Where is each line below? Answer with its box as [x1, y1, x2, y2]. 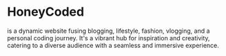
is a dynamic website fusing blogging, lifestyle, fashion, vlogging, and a [7, 27, 210, 35]
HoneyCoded [7, 4, 85, 20]
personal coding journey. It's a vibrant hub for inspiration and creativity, [7, 33, 210, 42]
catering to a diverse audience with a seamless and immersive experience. [7, 41, 219, 49]
